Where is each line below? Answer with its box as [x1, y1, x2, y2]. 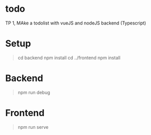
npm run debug [17, 89, 50, 95]
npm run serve [17, 124, 49, 130]
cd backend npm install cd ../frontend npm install [17, 55, 120, 61]
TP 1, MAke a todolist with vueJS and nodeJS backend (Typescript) [5, 20, 146, 26]
